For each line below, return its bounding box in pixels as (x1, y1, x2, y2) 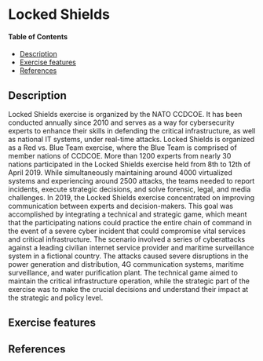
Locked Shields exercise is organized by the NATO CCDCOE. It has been (8, 110, 243, 119)
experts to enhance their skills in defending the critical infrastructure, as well (8, 126, 256, 136)
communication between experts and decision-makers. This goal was (8, 202, 234, 211)
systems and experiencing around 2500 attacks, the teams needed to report (8, 177, 255, 186)
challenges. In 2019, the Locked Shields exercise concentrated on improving (8, 193, 255, 202)
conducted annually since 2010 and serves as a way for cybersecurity (8, 118, 235, 127)
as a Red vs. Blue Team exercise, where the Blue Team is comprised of (8, 143, 237, 152)
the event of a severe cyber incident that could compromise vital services (8, 226, 246, 236)
